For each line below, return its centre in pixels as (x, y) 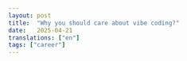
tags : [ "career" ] (37, 45)
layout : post (30, 15)
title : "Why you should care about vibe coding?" (94, 23)
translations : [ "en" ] (44, 38)
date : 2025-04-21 (41, 30)
